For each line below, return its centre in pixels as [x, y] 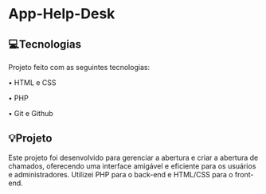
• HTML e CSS [33, 83]
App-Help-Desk [62, 14]
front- [244, 174]
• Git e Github [31, 113]
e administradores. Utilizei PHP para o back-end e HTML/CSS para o [121, 174]
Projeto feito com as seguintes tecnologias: [79, 67]
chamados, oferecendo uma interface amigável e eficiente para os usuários [132, 166]
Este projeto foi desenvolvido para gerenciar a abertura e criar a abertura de [133, 157]
